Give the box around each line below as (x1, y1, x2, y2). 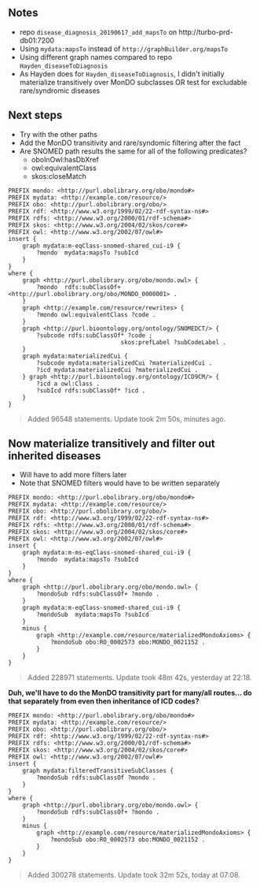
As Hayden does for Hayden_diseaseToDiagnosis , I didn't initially (19, 69, 225, 78)
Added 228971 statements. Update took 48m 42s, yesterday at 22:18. (27, 673, 253, 682)
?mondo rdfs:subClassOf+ (36, 283, 122, 291)
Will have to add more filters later (19, 470, 127, 480)
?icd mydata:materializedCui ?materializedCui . (36, 366, 199, 373)
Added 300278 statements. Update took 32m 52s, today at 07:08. (27, 870, 241, 880)
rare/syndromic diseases (19, 86, 101, 95)
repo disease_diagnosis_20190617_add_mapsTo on (19, 27, 178, 36)
